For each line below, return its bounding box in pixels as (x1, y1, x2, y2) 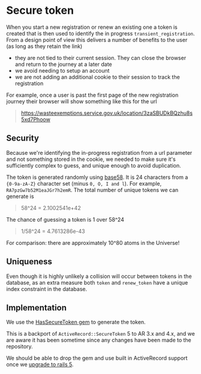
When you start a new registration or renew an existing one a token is (6, 23, 178, 31)
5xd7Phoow (20, 115, 51, 123)
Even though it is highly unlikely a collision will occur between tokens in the (6, 273, 192, 280)
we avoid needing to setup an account (14, 67, 110, 74)
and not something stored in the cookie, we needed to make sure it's (6, 155, 176, 163)
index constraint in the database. (6, 285, 88, 292)
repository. (6, 343, 33, 350)
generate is (6, 193, 34, 200)
